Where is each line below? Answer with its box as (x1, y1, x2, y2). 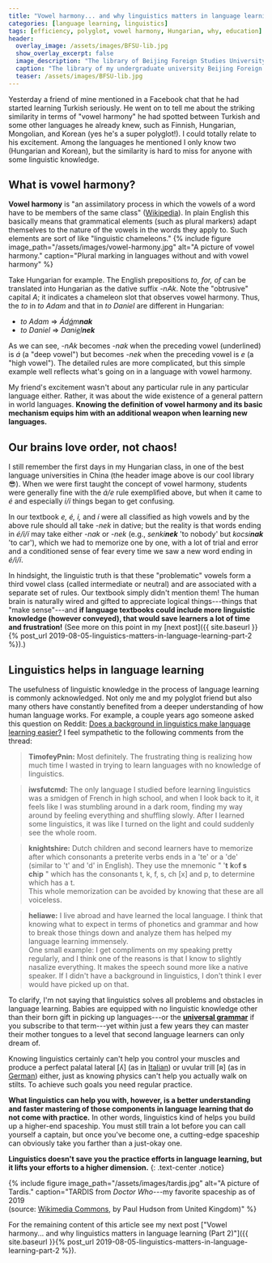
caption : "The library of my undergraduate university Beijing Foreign (15, 65, 263, 73)
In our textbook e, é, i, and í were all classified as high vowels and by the (8, 512, 250, 522)
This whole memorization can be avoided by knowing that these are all (28, 887, 264, 896)
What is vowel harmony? (8, 178, 136, 192)
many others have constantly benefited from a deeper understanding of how (8, 702, 264, 712)
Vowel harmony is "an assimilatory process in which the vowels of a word (8, 199, 256, 209)
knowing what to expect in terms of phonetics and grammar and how (28, 920, 259, 929)
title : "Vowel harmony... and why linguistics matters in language (8, 11, 241, 20)
